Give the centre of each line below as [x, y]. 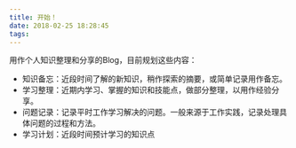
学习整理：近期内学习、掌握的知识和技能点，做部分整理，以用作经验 [147, 90]
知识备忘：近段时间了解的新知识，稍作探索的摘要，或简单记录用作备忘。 [154, 79]
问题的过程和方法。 [65, 123]
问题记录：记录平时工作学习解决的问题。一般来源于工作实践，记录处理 [151, 113]
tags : [19, 34]
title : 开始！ [33, 17]
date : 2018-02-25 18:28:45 [59, 26]
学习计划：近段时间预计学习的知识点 [88, 135]
